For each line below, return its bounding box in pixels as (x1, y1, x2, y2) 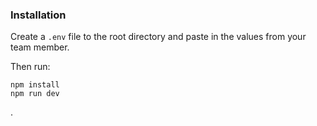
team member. (10, 41, 70, 53)
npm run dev (10, 89, 60, 99)
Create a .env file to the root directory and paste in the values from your (10, 31, 307, 43)
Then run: (10, 61, 51, 73)
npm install (10, 80, 60, 90)
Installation (10, 8, 67, 22)
